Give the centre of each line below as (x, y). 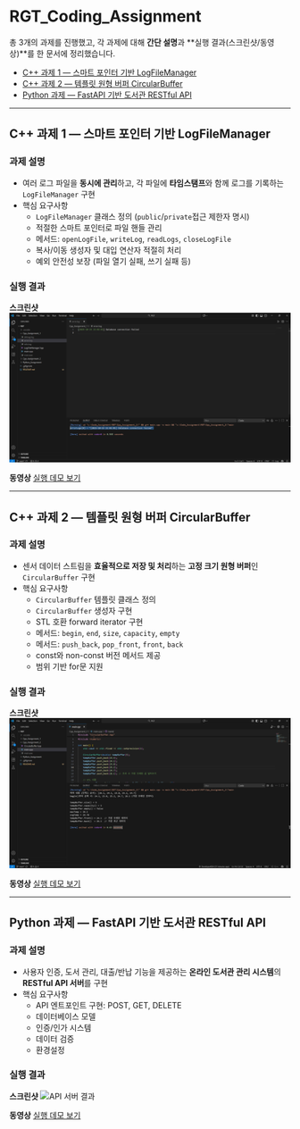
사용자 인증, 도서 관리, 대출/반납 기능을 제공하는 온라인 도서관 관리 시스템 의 (151, 972)
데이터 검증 (54, 1039)
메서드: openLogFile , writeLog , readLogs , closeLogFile (133, 238)
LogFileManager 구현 (58, 194)
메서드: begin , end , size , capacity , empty (108, 632)
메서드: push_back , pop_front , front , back (109, 644)
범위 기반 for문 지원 (70, 666)
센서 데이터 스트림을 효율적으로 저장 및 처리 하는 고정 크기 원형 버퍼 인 (140, 565)
